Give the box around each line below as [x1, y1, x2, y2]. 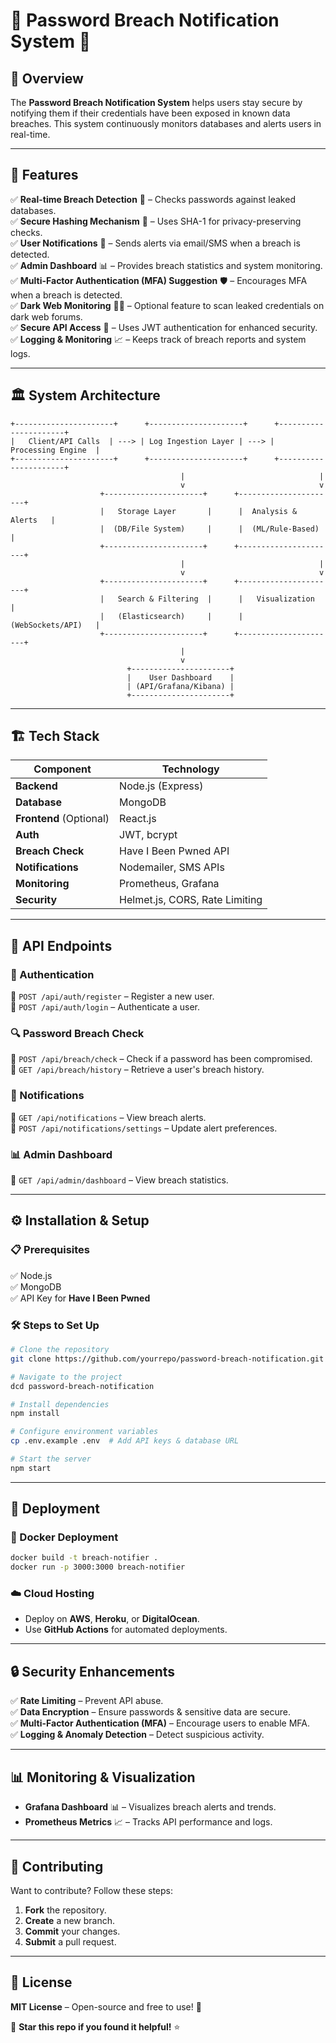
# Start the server [10, 1454, 92, 1464]
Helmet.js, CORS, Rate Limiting [119, 893, 263, 907]
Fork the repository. [24, 1904, 107, 1916]
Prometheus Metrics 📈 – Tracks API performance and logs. [24, 1816, 273, 1828]
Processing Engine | [10, 445, 101, 455]
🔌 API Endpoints [10, 937, 113, 954]
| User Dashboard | [126, 672, 235, 683]
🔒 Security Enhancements [10, 1663, 176, 1680]
